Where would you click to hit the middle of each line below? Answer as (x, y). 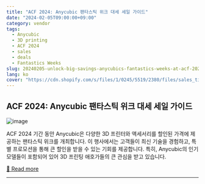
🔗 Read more (23, 169)
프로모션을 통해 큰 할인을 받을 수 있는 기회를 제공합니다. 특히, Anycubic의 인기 (106, 149)
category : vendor (28, 23)
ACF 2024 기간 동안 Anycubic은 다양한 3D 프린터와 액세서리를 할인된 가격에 (98, 133)
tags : (13, 29)
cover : (15, 80)
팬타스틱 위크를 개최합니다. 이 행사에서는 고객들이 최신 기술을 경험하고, (106, 141)
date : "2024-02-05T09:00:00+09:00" (52, 18)
